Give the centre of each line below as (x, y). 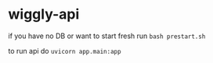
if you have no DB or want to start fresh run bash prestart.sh (107, 36)
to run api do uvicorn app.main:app (65, 51)
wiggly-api (44, 14)
